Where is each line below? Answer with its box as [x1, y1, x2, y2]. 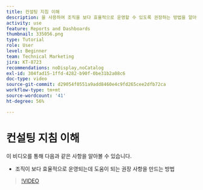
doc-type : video [6, 76, 47, 82]
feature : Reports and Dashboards [6, 25, 91, 32]
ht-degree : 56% [6, 98, 45, 104]
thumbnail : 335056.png [6, 31, 63, 37]
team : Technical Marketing [6, 54, 74, 60]
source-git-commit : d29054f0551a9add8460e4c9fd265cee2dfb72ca [6, 82, 166, 88]
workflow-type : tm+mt [6, 87, 61, 93]
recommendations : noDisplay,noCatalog [6, 64, 104, 71]
